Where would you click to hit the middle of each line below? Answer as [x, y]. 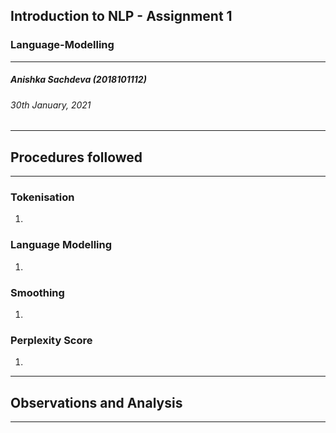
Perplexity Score [51, 340]
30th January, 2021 [51, 105]
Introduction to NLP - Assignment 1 [121, 16]
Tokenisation [42, 197]
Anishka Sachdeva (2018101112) [78, 80]
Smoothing [37, 292]
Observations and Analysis [96, 402]
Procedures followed [76, 157]
